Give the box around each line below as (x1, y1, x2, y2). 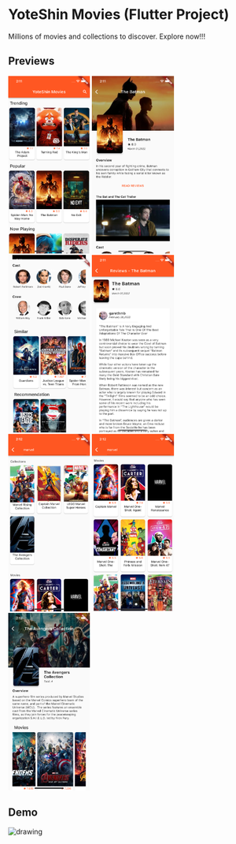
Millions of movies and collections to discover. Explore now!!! (8, 32, 206, 41)
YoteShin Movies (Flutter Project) (8, 6, 230, 24)
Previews (8, 54, 55, 68)
